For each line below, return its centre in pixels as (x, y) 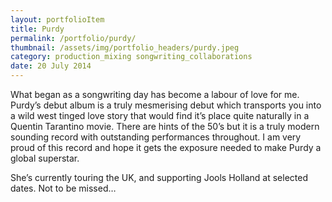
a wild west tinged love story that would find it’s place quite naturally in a (160, 115)
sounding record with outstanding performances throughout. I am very (156, 137)
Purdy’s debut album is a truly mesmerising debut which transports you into (166, 105)
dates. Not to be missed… (63, 188)
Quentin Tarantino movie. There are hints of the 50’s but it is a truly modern (165, 126)
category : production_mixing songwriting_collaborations (131, 57)
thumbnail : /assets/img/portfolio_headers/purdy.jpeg (125, 47)
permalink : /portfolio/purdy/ (73, 38)
